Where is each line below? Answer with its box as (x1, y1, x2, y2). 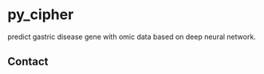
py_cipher (7, 6, 74, 24)
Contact (7, 55, 49, 68)
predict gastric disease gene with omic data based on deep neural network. (7, 32, 256, 41)
